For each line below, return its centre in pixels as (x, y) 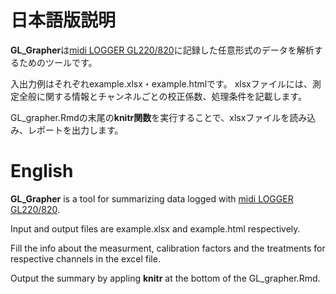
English (42, 171)
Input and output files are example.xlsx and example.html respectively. (155, 228)
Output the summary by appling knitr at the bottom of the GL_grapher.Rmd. (165, 278)
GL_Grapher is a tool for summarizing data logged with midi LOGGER (152, 198)
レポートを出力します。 (75, 130)
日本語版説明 (63, 20)
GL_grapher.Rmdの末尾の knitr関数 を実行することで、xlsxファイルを (150, 117)
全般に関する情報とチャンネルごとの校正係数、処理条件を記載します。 (163, 96)
